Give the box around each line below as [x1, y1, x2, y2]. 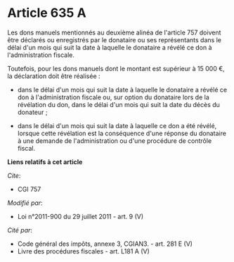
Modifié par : [7, 199, 44, 207]
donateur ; [17, 108, 48, 116]
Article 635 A [7, 5, 86, 21]
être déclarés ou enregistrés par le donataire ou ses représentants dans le [7, 35, 221, 44]
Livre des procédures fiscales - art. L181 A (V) [17, 247, 150, 255]
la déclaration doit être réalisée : [7, 72, 100, 80]
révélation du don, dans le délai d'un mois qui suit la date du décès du [17, 100, 220, 108]
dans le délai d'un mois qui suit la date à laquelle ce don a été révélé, [17, 121, 217, 130]
